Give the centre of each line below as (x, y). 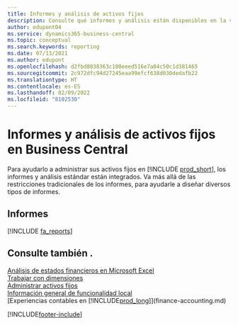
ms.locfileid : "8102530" (44, 100)
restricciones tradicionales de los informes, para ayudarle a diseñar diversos (119, 184)
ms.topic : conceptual (39, 40)
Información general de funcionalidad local (70, 293)
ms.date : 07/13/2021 (38, 54)
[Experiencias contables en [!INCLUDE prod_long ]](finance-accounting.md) (117, 300)
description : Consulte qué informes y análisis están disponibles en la (117, 21)
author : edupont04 (34, 27)
